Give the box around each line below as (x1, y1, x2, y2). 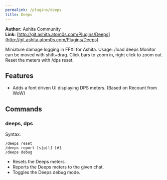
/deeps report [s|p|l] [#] (5, 145, 62, 150)
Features (5, 71, 34, 80)
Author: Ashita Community (5, 26, 61, 32)
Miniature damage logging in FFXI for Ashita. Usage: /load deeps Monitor (5, 46, 156, 52)
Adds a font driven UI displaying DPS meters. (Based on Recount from (12, 85, 157, 91)
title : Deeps (5, 12, 33, 17)
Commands (5, 105, 43, 113)
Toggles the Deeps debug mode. (12, 169, 81, 175)
